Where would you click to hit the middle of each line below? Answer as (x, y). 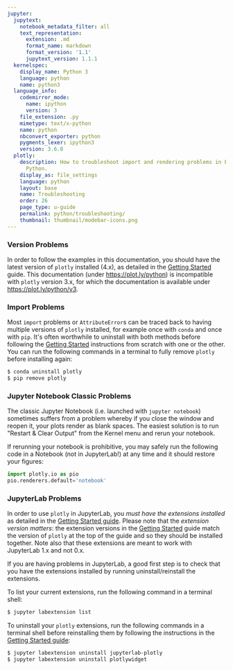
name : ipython (46, 104)
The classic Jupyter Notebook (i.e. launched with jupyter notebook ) (104, 411)
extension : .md (48, 40)
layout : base (38, 188)
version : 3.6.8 (42, 149)
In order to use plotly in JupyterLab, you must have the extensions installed (116, 514)
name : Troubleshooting (52, 194)
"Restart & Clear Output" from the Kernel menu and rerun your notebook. (111, 433)
